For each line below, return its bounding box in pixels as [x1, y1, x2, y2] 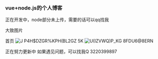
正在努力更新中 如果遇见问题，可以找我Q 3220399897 [5, 48, 117, 54]
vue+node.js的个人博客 [5, 4, 63, 11]
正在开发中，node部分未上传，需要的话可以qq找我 [5, 16, 109, 23]
